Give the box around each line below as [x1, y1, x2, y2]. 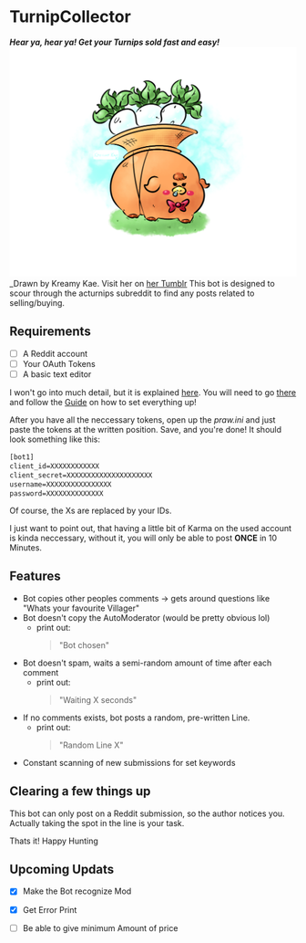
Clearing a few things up [9, 783, 151, 800]
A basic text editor [22, 368, 92, 380]
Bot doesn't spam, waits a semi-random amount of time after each [22, 657, 272, 668]
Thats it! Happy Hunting [9, 835, 98, 846]
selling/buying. [9, 298, 66, 309]
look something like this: [9, 434, 100, 445]
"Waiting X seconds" [58, 694, 138, 705]
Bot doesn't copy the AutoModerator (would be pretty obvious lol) [22, 612, 270, 623]
